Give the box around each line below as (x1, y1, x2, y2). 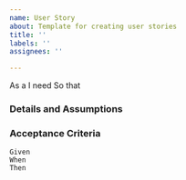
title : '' (9, 30, 47, 39)
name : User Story (9, 13, 76, 23)
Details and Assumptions (9, 103, 123, 115)
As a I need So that (9, 80, 81, 91)
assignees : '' (9, 47, 64, 56)
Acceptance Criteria (9, 126, 101, 139)
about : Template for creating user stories (9, 22, 178, 31)
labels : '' (9, 38, 51, 48)
